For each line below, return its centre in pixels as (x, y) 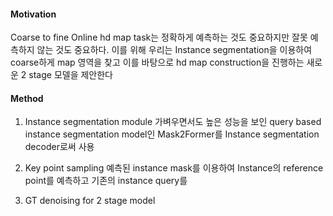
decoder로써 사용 (59, 147)
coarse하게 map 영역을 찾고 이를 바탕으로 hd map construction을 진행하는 (157, 62)
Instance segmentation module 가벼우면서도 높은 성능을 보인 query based (173, 122)
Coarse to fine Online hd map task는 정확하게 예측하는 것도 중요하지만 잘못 (159, 37)
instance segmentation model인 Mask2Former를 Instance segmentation (172, 134)
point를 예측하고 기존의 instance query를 (106, 181)
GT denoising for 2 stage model (90, 201)
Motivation (33, 14)
